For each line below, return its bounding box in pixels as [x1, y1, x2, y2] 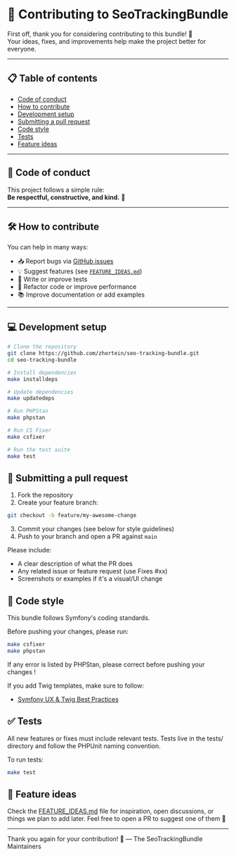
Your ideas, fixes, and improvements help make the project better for [7, 37, 206, 45]
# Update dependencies [7, 388, 74, 395]
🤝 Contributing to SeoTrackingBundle [7, 6, 229, 23]
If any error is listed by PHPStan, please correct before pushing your [7, 660, 205, 669]
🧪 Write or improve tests [17, 275, 88, 284]
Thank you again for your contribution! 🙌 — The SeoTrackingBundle [7, 835, 203, 843]
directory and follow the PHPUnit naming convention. [7, 741, 162, 750]
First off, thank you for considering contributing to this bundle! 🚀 [7, 30, 193, 38]
